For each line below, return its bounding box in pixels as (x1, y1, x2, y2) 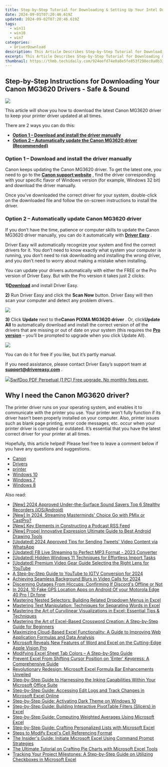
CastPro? (12, 517, 31, 523)
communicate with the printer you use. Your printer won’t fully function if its (5, 409, 161, 415)
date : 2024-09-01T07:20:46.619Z (5, 12, 72, 17)
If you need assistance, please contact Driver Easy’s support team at (5, 361, 146, 367)
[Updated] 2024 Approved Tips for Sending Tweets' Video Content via (12, 538, 158, 545)
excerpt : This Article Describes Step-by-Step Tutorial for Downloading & (5, 53, 164, 59)
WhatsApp (12, 544, 34, 550)
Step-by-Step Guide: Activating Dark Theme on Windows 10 (12, 698, 136, 704)
